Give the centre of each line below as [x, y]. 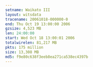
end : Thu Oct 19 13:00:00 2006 [38, 24]
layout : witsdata [23, 15]
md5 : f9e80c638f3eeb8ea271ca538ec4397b [47, 57]
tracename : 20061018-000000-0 [37, 19]
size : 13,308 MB [22, 52]
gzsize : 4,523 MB [23, 29]
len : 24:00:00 [20, 33]
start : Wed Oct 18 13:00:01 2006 [40, 38]
